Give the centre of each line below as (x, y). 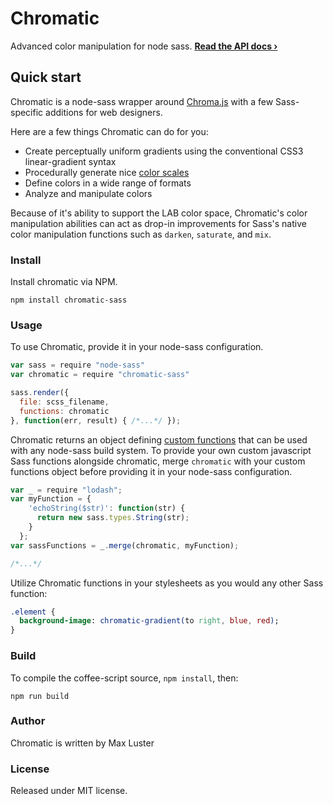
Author (28, 721)
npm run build (40, 696)
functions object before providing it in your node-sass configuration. (151, 471)
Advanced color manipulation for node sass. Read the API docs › (144, 46)
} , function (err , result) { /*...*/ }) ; (96, 420)
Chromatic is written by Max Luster (82, 743)
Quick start (46, 77)
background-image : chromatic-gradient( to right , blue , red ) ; (149, 621)
